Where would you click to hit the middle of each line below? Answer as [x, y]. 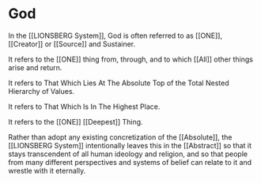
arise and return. [35, 67]
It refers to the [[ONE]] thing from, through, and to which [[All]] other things [130, 59]
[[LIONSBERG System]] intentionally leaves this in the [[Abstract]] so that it [130, 145]
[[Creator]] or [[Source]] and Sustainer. [72, 43]
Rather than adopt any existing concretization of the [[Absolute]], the [120, 137]
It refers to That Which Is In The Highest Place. [84, 106]
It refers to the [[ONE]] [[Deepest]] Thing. [76, 121]
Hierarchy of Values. [42, 91]
